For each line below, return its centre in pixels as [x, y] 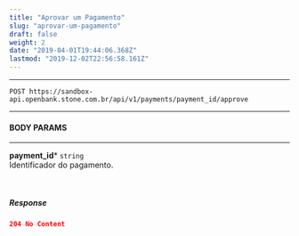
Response [28, 202]
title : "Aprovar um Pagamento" [67, 17]
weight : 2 [28, 42]
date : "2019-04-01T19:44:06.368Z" [73, 51]
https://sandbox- [61, 92]
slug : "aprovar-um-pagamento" [65, 26]
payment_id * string [47, 156]
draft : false [33, 34]
